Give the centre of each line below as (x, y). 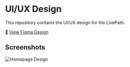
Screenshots (25, 47)
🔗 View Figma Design (27, 32)
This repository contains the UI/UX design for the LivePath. (65, 22)
